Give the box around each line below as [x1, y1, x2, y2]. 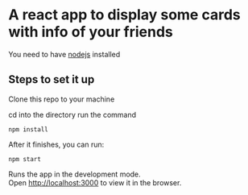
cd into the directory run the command [8, 110, 137, 119]
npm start [8, 155, 42, 163]
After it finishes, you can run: [8, 139, 105, 149]
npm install [8, 125, 48, 134]
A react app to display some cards [8, 6, 241, 24]
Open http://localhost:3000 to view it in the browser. [8, 177, 182, 187]
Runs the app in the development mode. [8, 169, 141, 179]
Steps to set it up [8, 73, 95, 86]
